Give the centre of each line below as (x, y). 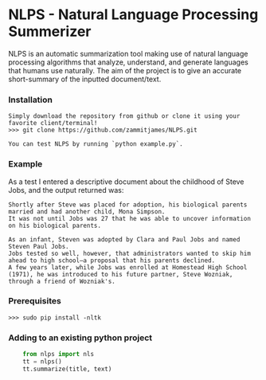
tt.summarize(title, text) (67, 369)
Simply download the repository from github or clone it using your (124, 116)
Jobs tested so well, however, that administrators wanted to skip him (129, 253)
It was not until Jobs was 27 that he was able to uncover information (129, 218)
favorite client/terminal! (53, 123)
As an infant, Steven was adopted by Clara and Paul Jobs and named (124, 239)
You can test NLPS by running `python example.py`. (96, 144)
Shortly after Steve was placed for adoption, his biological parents (128, 205)
